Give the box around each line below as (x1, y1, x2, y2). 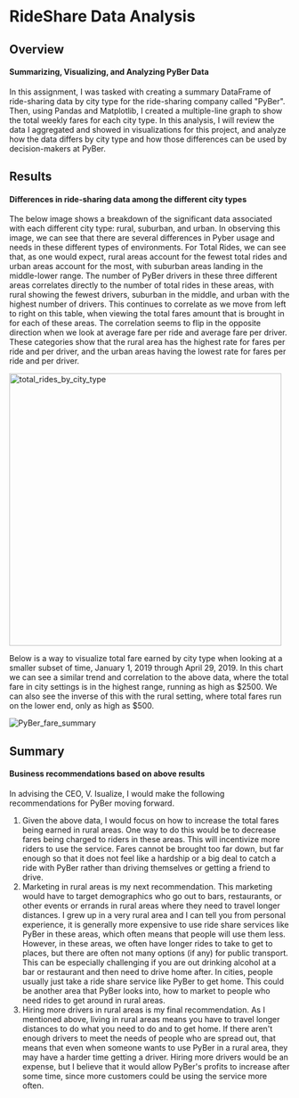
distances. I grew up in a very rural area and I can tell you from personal (21, 909, 287, 920)
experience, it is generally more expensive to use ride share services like (21, 919, 289, 930)
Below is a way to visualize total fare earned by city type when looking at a (9, 653, 283, 664)
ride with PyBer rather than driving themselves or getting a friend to (21, 862, 271, 873)
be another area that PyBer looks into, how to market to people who (21, 985, 271, 996)
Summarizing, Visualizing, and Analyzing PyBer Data (9, 67, 209, 78)
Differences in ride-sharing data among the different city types (9, 193, 247, 204)
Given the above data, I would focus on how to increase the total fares (21, 815, 279, 825)
